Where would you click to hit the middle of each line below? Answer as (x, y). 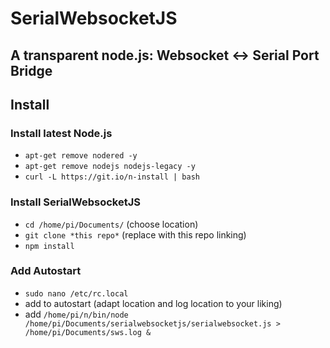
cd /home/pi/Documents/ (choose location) (111, 224)
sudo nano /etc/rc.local (76, 293)
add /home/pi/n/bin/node (76, 314)
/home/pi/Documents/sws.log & (88, 332)
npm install (49, 246)
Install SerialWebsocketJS (75, 202)
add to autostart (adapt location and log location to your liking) (153, 303)
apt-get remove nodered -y (81, 156)
